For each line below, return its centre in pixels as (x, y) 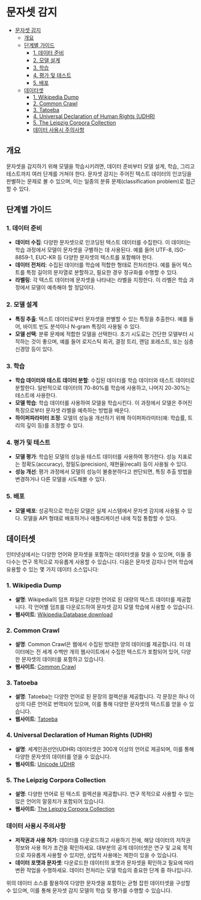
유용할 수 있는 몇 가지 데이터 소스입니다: (52, 570)
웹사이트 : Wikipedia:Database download (64, 614)
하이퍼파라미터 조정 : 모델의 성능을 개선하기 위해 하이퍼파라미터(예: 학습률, (101, 418)
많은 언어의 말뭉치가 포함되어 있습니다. (60, 801)
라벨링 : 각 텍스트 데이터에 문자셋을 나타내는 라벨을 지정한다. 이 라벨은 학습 (101, 280)
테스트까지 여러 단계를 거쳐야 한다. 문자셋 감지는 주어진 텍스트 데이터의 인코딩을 (99, 174)
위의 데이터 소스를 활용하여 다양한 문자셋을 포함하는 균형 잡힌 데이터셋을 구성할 (98, 883)
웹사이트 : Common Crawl (45, 667)
